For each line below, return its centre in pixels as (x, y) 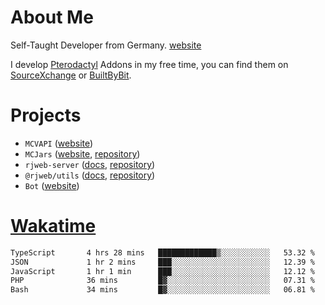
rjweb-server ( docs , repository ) (90, 164)
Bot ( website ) (52, 185)
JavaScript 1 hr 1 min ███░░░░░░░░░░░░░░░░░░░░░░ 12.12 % (162, 271)
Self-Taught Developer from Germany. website (106, 45)
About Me (52, 17)
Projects (46, 115)
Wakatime (53, 226)
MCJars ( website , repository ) (82, 153)
